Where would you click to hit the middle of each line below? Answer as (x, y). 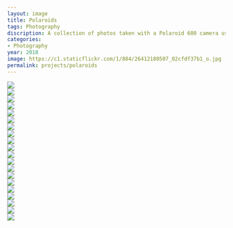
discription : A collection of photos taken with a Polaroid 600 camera (113, 33)
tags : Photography (34, 26)
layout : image (28, 14)
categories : (24, 40)
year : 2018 (23, 53)
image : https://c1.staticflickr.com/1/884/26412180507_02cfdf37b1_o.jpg (114, 59)
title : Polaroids (32, 20)
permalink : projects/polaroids (52, 65)
